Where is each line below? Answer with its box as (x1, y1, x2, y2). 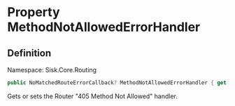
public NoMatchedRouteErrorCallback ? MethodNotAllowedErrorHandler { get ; (7, 79, 230, 86)
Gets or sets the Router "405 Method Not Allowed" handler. (7, 92, 178, 100)
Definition (7, 47, 51, 59)
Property (7, 4, 61, 20)
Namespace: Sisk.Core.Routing (7, 66, 97, 74)
